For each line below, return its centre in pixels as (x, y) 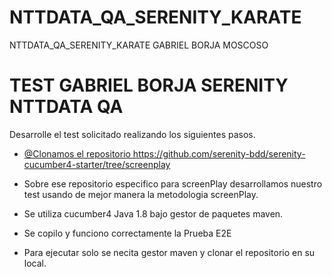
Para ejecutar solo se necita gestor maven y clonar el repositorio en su (169, 252)
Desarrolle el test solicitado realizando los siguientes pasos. (132, 134)
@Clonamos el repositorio (77, 153)
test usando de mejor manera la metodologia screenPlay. (141, 194)
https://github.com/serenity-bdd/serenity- (219, 153)
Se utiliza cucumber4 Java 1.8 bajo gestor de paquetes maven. (153, 213)
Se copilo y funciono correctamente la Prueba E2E (127, 233)
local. (35, 263)
